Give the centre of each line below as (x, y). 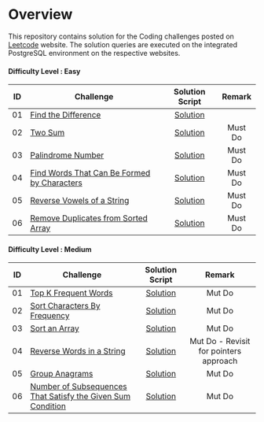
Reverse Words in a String (78, 351)
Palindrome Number (67, 155)
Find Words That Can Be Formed (90, 173)
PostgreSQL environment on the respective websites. (94, 53)
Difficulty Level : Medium (50, 249)
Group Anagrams (62, 374)
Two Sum (48, 133)
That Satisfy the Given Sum (81, 397)
